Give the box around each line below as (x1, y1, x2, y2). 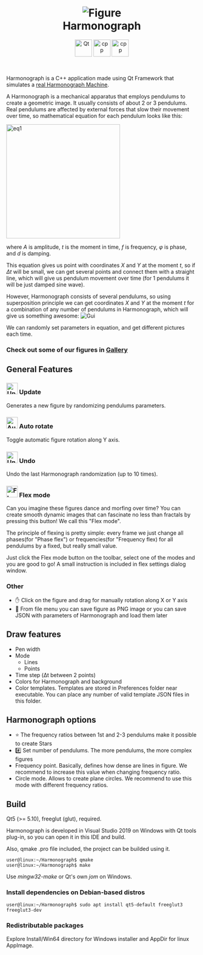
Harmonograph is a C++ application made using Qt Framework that (6, 74, 175, 82)
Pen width (15, 645, 41, 653)
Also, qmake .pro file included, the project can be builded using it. (6, 846, 171, 853)
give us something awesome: (6, 312, 80, 319)
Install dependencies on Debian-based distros (6, 888, 145, 897)
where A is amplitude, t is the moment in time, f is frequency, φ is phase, (6, 243, 187, 251)
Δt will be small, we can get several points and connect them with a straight (6, 268, 195, 275)
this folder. (15, 697, 42, 704)
